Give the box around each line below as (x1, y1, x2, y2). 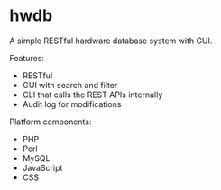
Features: (9, 52, 45, 63)
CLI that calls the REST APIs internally (22, 89, 163, 100)
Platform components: (9, 116, 92, 127)
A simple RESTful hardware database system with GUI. (9, 35, 213, 46)
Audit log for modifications (22, 98, 122, 109)
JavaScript (22, 162, 63, 173)
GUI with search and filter (22, 79, 118, 90)
